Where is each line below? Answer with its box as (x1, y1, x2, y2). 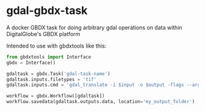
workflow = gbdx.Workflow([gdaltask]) (6, 93, 105, 99)
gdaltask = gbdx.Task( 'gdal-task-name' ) (6, 71, 111, 77)
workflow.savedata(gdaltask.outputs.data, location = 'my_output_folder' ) (6, 99, 195, 105)
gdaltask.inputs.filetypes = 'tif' (6, 76, 97, 82)
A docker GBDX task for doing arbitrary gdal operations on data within (6, 24, 182, 31)
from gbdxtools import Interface (6, 54, 92, 60)
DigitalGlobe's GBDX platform (6, 30, 81, 37)
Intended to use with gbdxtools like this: (6, 42, 107, 49)
